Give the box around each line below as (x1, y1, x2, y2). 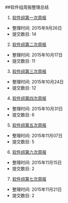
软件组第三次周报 (12, 68, 47, 74)
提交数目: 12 (12, 85, 36, 90)
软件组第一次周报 (12, 15, 47, 21)
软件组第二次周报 (12, 42, 47, 47)
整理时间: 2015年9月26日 (12, 25, 62, 31)
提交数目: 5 (12, 139, 35, 144)
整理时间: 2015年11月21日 (12, 186, 62, 192)
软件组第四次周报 (12, 95, 47, 101)
